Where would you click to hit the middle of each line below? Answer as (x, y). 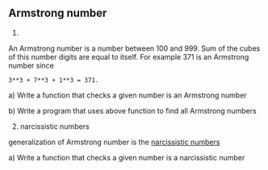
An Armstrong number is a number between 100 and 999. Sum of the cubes (134, 48)
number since (31, 65)
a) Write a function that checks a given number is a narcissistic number (127, 157)
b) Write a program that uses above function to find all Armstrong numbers (132, 110)
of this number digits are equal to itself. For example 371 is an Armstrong (129, 56)
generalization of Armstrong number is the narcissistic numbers (114, 142)
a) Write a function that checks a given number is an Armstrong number (128, 95)
